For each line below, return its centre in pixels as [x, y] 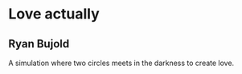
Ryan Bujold [39, 44]
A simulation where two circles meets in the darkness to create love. [121, 63]
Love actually [54, 14]
